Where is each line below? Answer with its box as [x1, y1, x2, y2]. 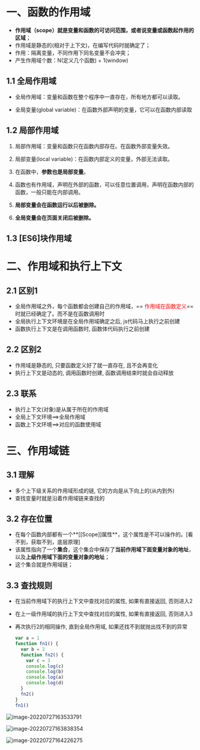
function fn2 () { [20, 652, 64, 658]
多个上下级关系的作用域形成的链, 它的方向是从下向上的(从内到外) [14, 487, 175, 494]
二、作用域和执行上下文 [6, 260, 123, 273]
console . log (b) [26, 669, 64, 675]
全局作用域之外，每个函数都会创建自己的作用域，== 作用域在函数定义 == [14, 302, 194, 310]
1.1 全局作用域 [6, 76, 57, 86]
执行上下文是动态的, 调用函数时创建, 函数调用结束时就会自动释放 [14, 369, 174, 377]
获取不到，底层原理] [31, 539, 80, 546]
